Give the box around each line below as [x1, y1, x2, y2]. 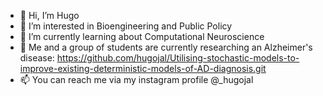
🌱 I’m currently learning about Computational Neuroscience [19, 31, 265, 42]
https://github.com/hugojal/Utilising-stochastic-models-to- [56, 52, 300, 64]
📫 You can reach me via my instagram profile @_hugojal [19, 74, 254, 85]
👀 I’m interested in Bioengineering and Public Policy [19, 20, 233, 32]
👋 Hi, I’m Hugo [19, 10, 80, 21]
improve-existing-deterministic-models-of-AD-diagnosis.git [19, 63, 267, 74]
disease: [19, 52, 55, 64]
